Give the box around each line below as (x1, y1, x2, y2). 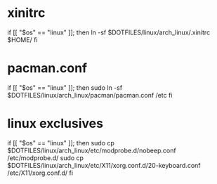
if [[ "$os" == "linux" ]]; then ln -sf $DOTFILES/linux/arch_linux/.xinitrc (7, 28, 211, 37)
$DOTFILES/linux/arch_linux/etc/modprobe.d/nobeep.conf (7, 146, 177, 155)
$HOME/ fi (7, 35, 38, 44)
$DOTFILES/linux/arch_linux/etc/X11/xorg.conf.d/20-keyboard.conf (7, 161, 202, 169)
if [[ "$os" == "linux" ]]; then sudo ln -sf (7, 83, 123, 92)
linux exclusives (7, 116, 104, 131)
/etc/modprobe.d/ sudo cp (7, 153, 84, 162)
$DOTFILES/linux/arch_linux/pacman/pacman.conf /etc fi (7, 91, 173, 99)
